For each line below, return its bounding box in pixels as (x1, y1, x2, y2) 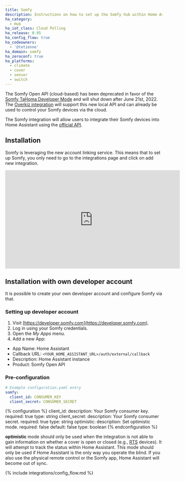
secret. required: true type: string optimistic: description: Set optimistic (5, 418, 151, 425)
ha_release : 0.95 (5, 30, 41, 35)
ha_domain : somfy (5, 49, 41, 54)
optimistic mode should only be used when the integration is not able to (5, 433, 154, 440)
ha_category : (5, 16, 32, 21)
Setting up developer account (5, 308, 79, 315)
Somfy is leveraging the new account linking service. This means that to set (5, 149, 161, 155)
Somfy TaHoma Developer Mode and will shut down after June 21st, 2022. (5, 96, 158, 102)
